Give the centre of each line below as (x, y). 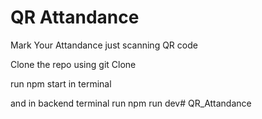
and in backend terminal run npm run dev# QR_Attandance (131, 103)
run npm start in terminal (61, 83)
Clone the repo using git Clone (73, 64)
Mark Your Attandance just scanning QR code (104, 45)
